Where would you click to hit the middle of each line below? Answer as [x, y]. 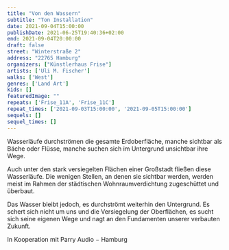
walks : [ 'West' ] [30, 77]
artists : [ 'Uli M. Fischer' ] [49, 71]
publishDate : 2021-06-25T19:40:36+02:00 [66, 33]
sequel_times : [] [32, 122]
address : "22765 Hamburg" [44, 58]
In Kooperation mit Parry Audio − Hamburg [68, 239]
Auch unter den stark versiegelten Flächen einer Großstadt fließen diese [109, 169]
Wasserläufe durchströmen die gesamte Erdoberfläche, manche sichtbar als [115, 141]
